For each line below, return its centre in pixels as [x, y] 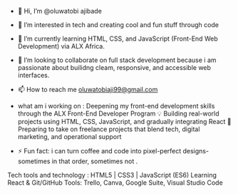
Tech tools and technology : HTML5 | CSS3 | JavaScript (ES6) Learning [112, 175]
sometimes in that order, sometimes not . [78, 161]
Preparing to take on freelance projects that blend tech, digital [109, 129]
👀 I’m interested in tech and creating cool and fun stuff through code [118, 25]
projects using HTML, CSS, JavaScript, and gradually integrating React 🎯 [124, 122]
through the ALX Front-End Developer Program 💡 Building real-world [118, 113]
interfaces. [33, 75]
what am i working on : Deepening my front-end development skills [116, 106]
